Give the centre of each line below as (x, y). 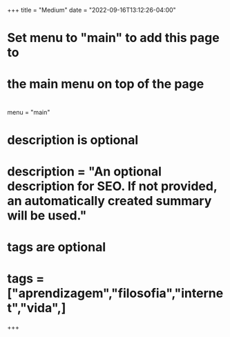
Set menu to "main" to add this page (113, 38)
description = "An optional (85, 171)
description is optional (73, 140)
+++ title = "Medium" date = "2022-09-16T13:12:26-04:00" (92, 10)
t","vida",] (37, 308)
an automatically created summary (109, 201)
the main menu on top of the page (106, 84)
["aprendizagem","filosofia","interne (115, 293)
